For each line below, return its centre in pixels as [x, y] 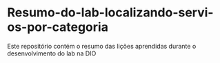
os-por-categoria [58, 27]
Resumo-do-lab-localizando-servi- [110, 13]
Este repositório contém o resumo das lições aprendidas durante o [102, 46]
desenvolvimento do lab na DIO [52, 53]
